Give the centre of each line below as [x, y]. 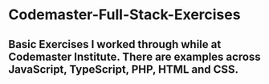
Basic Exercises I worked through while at [115, 44]
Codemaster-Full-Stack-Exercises [124, 15]
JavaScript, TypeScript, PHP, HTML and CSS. [124, 69]
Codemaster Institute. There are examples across [134, 56]
